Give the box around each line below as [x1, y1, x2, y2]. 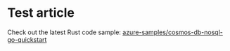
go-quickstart [7, 35, 47, 43]
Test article [7, 5, 75, 21]
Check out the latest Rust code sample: [7, 28, 122, 36]
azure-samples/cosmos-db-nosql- [122, 28, 223, 36]
